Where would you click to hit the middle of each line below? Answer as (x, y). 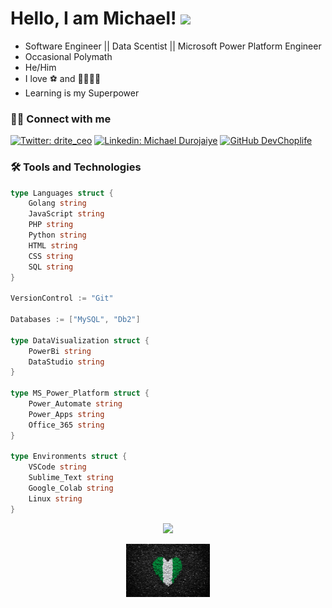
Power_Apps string (66, 414)
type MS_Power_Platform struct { (80, 393)
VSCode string (57, 467)
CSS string (51, 256)
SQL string (51, 267)
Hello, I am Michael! (93, 18)
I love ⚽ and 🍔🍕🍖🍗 (63, 78)
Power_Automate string (75, 404)
